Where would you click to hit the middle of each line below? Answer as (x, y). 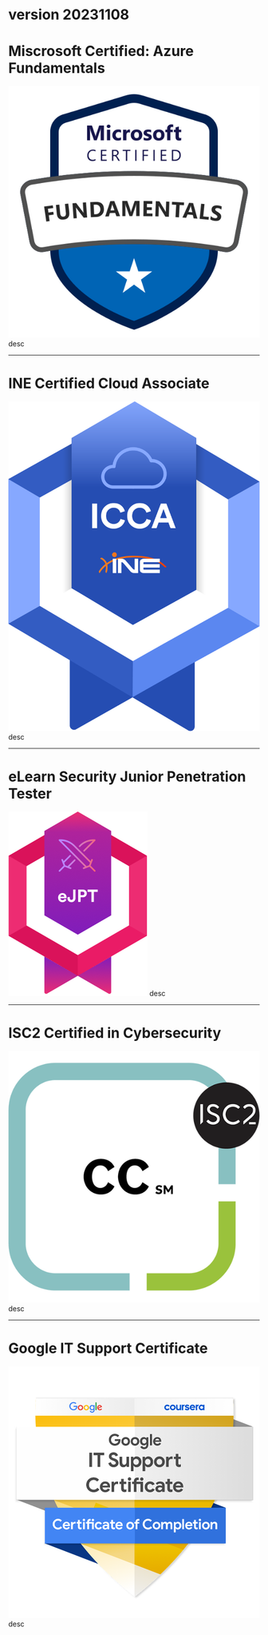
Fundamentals (57, 68)
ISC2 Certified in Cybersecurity (115, 1033)
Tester (30, 794)
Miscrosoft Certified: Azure (101, 52)
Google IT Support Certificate (108, 1348)
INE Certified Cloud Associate (109, 383)
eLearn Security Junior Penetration (127, 777)
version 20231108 (69, 15)
